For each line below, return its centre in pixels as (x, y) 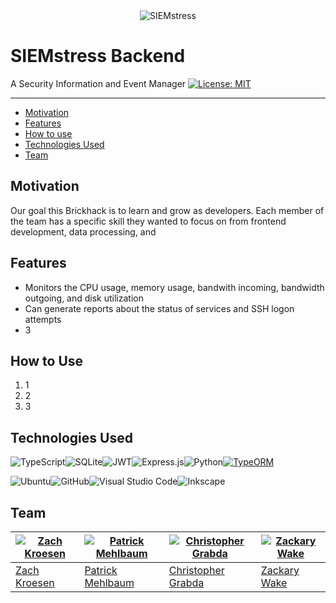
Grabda (186, 582)
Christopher (196, 570)
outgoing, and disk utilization (84, 298)
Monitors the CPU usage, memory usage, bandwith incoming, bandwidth (174, 287)
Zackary (280, 570)
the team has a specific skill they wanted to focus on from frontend (148, 221)
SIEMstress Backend (98, 56)
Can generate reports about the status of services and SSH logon (159, 308)
